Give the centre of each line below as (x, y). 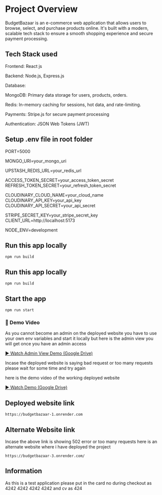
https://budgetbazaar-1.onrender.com (44, 415)
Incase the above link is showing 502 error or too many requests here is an (81, 441)
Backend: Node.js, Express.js (35, 76)
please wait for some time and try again (45, 368)
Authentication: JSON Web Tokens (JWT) (47, 124)
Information (24, 471)
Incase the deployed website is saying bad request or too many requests (79, 363)
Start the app (26, 299)
